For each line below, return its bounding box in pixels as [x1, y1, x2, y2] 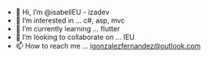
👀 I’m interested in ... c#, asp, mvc [15, 16, 125, 25]
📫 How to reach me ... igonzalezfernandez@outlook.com [15, 42, 201, 50]
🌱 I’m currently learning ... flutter [15, 24, 121, 33]
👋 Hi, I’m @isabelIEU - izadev [15, 8, 110, 16]
